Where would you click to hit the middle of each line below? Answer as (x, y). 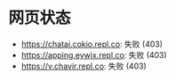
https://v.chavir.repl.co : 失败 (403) (84, 66)
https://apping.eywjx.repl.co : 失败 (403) (94, 55)
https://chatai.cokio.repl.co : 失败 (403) (92, 44)
